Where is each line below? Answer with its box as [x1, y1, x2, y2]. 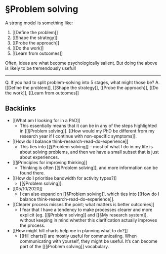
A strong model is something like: [5, 20, 73, 26]
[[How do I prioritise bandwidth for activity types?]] [12, 175, 117, 181]
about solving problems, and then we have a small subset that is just [19, 149, 159, 155]
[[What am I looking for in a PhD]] [12, 117, 81, 123]
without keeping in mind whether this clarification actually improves [19, 217, 157, 223]
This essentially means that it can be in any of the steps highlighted [19, 123, 157, 128]
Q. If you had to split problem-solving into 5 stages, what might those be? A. [5, 79, 160, 85]
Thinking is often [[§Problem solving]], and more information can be [19, 165, 158, 170]
